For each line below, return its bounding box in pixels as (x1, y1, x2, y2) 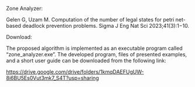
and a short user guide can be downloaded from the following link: (6, 57, 167, 64)
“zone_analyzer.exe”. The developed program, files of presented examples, (6, 51, 187, 57)
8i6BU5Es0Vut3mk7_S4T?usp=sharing (6, 75, 100, 81)
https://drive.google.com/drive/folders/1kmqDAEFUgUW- (6, 68, 145, 75)
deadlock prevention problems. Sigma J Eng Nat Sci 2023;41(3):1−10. (22, 23, 189, 29)
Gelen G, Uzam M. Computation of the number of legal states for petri (6, 16, 175, 23)
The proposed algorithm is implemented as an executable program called (6, 45, 183, 52)
